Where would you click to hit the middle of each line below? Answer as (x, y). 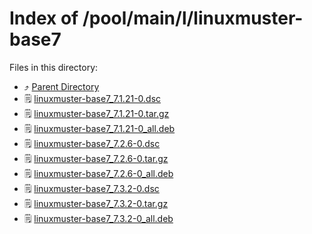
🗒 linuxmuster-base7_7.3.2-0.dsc (91, 188)
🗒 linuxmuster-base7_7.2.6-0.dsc (92, 143)
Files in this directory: (54, 67)
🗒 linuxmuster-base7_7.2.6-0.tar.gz (96, 158)
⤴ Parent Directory (61, 86)
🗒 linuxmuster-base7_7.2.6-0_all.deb (98, 173)
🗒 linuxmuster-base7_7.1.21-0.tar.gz (96, 113)
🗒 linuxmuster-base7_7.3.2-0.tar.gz (96, 203)
